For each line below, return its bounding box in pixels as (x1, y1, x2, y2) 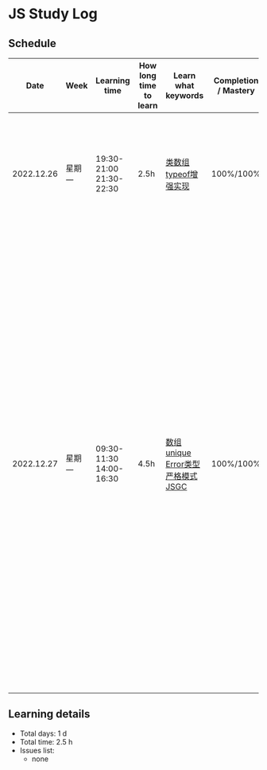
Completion (213, 75, 259, 86)
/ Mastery (217, 85, 256, 96)
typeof (165, 169, 191, 179)
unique (165, 447, 192, 458)
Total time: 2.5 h (19, 737, 73, 746)
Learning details (8, 707, 91, 721)
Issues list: (19, 745, 55, 755)
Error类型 (165, 459, 200, 469)
